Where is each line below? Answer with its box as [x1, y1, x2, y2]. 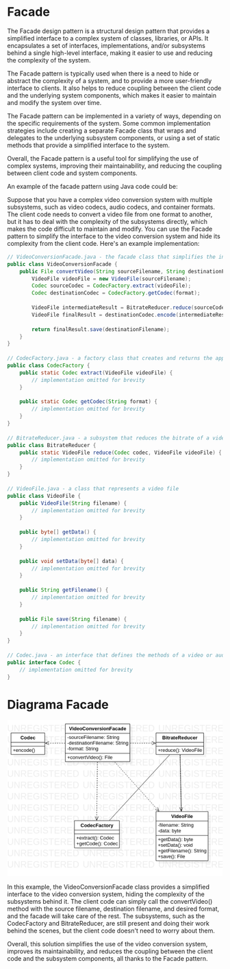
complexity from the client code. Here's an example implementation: [7, 239, 200, 247]
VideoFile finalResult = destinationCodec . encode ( [31, 311, 179, 318]
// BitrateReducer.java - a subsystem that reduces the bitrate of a [7, 434, 210, 442]
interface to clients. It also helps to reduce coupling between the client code [7, 84, 222, 92]
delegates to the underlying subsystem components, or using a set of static [7, 133, 220, 141]
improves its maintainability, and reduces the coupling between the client [7, 947, 214, 955]
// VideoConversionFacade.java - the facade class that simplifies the [7, 253, 216, 260]
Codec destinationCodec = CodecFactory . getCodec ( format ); [31, 290, 201, 297]
